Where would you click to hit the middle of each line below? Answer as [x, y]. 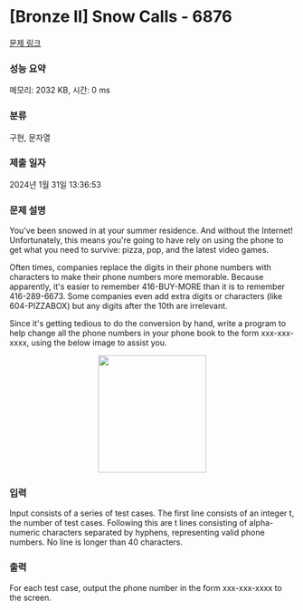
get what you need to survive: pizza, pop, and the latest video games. [139, 250]
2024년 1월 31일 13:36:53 [55, 184]
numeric [25, 533]
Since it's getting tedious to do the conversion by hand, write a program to [148, 324]
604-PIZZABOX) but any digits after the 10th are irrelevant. [118, 306]
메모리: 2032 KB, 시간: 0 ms [60, 90]
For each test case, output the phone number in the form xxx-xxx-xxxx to [146, 587]
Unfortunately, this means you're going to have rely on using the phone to [147, 240]
